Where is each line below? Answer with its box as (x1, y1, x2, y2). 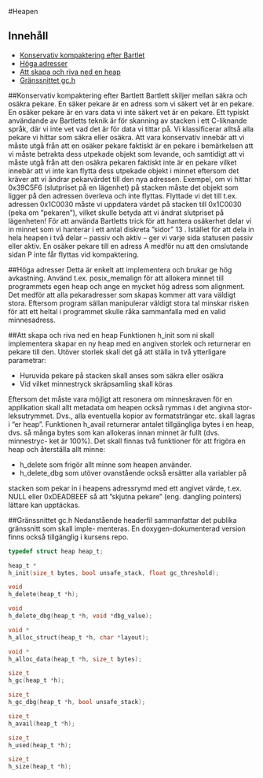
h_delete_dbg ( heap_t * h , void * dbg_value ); (8, 612, 153, 621)
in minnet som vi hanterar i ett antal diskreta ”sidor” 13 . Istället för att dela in (8, 224, 254, 234)
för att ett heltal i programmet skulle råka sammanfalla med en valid (8, 306, 226, 316)
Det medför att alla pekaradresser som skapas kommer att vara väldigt (8, 290, 236, 299)
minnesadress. (8, 315, 57, 324)
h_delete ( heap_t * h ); (8, 591, 79, 598)
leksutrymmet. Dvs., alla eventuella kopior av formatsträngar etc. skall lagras (8, 411, 256, 420)
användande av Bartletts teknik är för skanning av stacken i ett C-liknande (8, 116, 247, 125)
